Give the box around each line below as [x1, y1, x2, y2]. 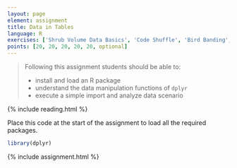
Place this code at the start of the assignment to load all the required [7, 119, 207, 127]
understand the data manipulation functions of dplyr [35, 84, 188, 92]
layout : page [7, 10, 46, 18]
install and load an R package [35, 76, 121, 85]
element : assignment [7, 17, 68, 24]
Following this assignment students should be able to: [24, 63, 181, 71]
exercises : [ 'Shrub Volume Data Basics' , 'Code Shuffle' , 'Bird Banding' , [7, 37, 232, 44]
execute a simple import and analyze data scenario [35, 91, 183, 100]
